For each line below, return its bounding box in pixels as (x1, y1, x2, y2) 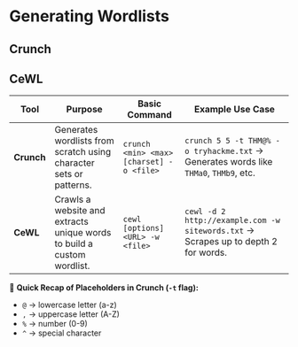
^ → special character (21, 328, 102, 338)
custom (54, 249, 86, 261)
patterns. (54, 179, 92, 191)
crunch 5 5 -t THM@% (184, 135, 272, 146)
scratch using (54, 146, 112, 158)
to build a (54, 237, 93, 250)
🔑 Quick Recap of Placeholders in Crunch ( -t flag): (9, 282, 200, 293)
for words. (184, 246, 228, 258)
